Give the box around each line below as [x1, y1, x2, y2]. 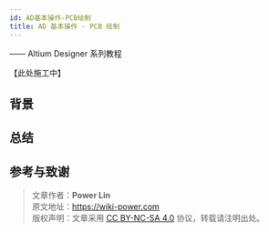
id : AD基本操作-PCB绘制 [9, 13, 91, 23]
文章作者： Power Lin [31, 190, 111, 201]
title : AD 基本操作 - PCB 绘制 [9, 22, 120, 31]
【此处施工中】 [9, 67, 66, 78]
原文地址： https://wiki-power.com [31, 201, 160, 212]
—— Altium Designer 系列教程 [9, 47, 122, 59]
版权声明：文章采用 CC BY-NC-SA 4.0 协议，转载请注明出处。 [31, 213, 264, 224]
